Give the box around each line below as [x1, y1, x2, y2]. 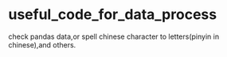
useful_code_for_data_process [8, 6, 217, 24]
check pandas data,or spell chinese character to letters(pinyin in [8, 32, 220, 41]
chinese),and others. [8, 40, 76, 49]
